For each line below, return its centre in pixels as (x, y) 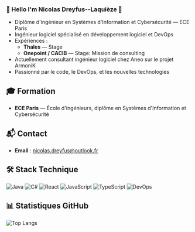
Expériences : (31, 41)
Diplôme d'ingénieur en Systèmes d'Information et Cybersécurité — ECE (102, 22)
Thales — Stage (43, 47)
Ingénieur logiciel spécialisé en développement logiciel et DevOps (94, 35)
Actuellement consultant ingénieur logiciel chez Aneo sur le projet (94, 59)
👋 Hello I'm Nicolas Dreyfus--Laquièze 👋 (64, 9)
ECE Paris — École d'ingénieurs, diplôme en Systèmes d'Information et (100, 108)
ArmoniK (25, 66)
